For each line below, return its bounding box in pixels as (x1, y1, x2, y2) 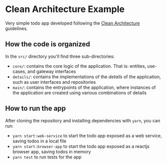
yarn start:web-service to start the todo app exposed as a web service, (12, 132, 162, 138)
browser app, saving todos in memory (12, 148, 91, 154)
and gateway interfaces (27, 68, 76, 74)
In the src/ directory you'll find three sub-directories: (5, 53, 115, 59)
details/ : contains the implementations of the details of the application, (12, 74, 161, 80)
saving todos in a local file (12, 138, 67, 144)
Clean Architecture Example (5, 4, 125, 15)
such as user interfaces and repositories (12, 79, 96, 85)
